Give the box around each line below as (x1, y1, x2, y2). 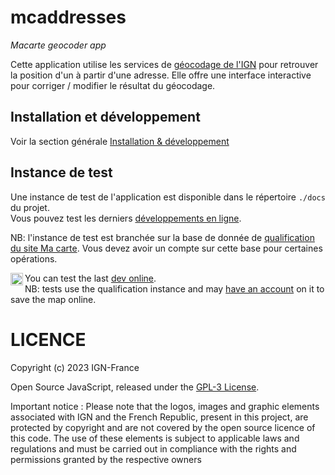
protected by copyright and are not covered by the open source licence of (10, 421, 316, 433)
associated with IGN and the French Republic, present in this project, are (10, 411, 309, 423)
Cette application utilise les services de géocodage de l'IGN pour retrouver (10, 58, 319, 70)
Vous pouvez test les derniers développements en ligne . (10, 212, 242, 224)
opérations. (10, 252, 58, 265)
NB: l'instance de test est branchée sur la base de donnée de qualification (10, 231, 315, 243)
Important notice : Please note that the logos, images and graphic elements (10, 400, 320, 412)
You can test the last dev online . (24, 272, 157, 284)
